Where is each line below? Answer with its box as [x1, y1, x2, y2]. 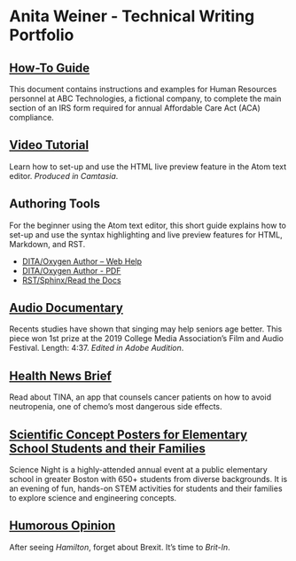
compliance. [9, 113, 55, 122]
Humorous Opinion [9, 518, 116, 534]
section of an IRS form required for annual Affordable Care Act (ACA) [9, 103, 261, 113]
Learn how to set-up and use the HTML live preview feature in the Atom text [9, 161, 286, 172]
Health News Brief [9, 368, 113, 383]
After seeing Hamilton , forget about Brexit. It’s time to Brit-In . [9, 542, 230, 552]
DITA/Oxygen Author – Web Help [21, 255, 143, 267]
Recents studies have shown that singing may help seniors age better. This [9, 323, 283, 334]
